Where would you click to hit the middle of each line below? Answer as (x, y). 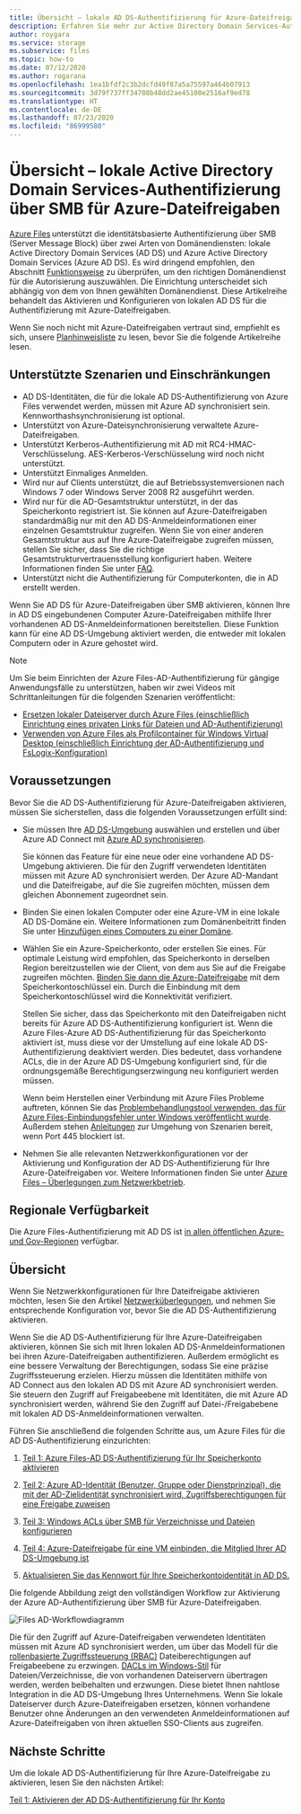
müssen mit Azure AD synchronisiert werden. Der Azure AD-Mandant (150, 875)
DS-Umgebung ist (56, 1558)
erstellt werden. (51, 587)
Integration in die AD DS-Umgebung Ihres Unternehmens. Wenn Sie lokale (146, 1695)
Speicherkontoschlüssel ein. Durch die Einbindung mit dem (131, 987)
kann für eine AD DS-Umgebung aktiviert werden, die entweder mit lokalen (148, 633)
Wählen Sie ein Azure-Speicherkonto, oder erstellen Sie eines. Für (144, 948)
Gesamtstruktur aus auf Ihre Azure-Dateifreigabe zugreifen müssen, (148, 539)
